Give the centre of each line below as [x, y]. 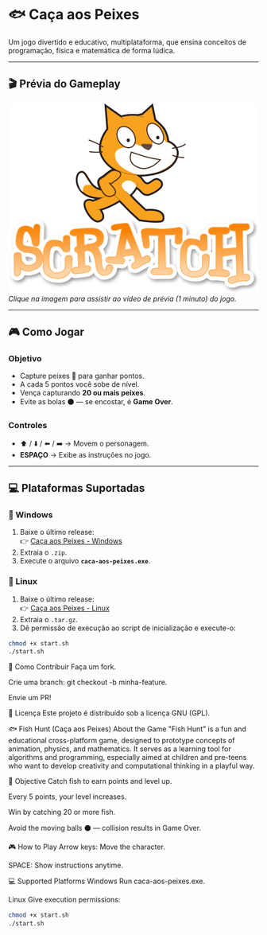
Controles [28, 426]
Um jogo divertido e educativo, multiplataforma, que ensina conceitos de [127, 42]
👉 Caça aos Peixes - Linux [64, 608]
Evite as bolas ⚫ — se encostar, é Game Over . [96, 402]
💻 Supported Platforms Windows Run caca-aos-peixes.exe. [106, 881]
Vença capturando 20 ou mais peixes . [82, 393]
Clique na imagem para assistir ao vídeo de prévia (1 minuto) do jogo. [122, 298]
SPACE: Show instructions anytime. [66, 865]
